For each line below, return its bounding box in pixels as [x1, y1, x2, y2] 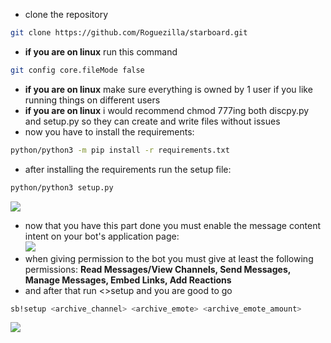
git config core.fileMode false [10, 65, 145, 75]
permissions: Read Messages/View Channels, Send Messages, [24, 263, 292, 275]
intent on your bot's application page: [24, 230, 180, 242]
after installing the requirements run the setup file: [24, 163, 232, 175]
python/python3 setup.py [10, 182, 114, 193]
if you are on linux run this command [24, 45, 178, 58]
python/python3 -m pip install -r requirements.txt [10, 145, 230, 155]
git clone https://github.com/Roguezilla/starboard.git [10, 28, 248, 38]
